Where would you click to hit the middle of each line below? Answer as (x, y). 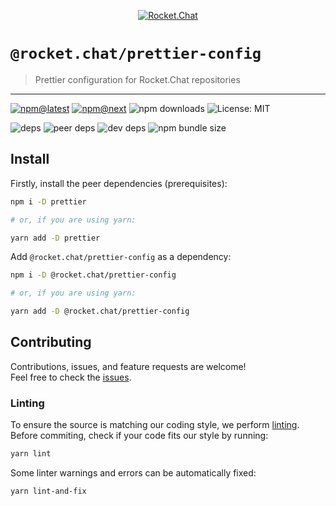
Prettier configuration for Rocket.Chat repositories (137, 79)
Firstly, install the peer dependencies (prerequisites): (119, 183)
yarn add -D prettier (55, 238)
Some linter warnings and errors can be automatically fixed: (133, 472)
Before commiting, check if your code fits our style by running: (139, 436)
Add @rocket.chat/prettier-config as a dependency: (121, 257)
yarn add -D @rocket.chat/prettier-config (100, 311)
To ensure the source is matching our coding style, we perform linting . (155, 425)
